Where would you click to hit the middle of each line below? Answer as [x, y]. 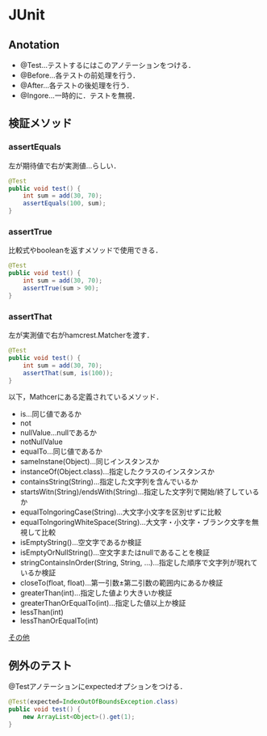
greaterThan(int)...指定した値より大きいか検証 [96, 593]
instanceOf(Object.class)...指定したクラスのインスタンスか [117, 472]
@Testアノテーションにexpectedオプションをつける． [98, 687]
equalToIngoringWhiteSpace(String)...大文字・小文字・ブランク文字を [136, 522]
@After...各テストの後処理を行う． [77, 85]
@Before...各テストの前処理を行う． [79, 75]
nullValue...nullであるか [58, 433]
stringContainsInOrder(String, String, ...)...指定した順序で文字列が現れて [139, 563]
